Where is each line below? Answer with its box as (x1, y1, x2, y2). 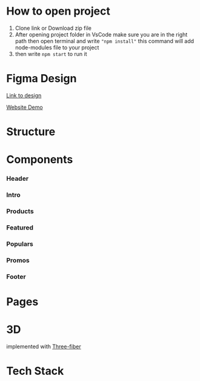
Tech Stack (6, 364, 64, 378)
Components (6, 153, 73, 167)
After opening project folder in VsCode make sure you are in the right (15, 30, 188, 38)
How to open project (6, 4, 111, 18)
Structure (6, 125, 56, 139)
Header (6, 175, 29, 183)
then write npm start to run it (15, 50, 87, 57)
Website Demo (6, 103, 44, 111)
